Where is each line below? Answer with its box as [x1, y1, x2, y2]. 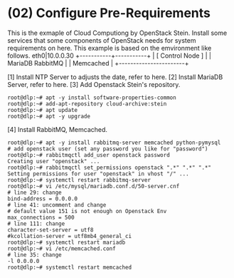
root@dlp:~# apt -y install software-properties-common [7, 94, 176, 101]
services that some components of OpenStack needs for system [7, 36, 196, 44]
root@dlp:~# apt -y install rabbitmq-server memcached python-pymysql [7, 139, 221, 146]
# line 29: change [7, 189, 62, 196]
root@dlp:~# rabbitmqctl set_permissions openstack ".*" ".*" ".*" [7, 164, 212, 171]
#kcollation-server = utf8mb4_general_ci [7, 232, 132, 240]
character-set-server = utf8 [7, 226, 94, 233]
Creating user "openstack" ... [7, 158, 100, 165]
